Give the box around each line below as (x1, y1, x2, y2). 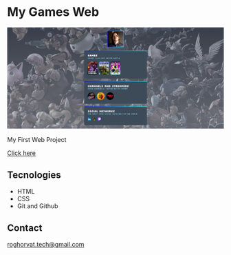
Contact (7, 222, 43, 234)
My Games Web (7, 4, 100, 20)
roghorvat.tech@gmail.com (7, 241, 85, 249)
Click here (7, 149, 36, 157)
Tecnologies (7, 169, 61, 181)
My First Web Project (7, 136, 67, 144)
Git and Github (16, 202, 58, 210)
